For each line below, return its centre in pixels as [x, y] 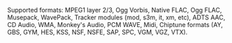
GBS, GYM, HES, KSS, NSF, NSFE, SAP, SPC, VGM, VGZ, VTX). [97, 32]
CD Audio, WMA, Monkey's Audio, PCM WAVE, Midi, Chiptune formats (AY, [115, 25]
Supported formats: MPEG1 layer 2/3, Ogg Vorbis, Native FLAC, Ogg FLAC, [115, 10]
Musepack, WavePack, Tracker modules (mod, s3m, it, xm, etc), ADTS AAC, [116, 17]
